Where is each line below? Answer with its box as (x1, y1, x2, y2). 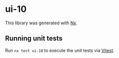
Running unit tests (5, 34, 63, 43)
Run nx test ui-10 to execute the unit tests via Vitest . (5, 47, 115, 53)
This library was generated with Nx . (5, 20, 78, 26)
